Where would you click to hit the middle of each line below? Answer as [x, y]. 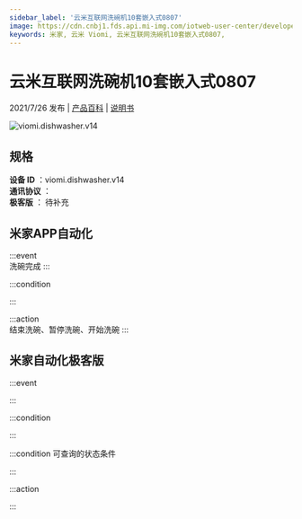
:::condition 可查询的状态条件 [63, 453]
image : [22, 26]
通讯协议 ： [30, 191]
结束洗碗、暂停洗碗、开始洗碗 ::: [69, 330]
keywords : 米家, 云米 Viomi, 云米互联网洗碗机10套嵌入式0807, [117, 34]
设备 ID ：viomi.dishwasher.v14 [67, 180]
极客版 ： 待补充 [39, 202]
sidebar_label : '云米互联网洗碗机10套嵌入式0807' [96, 18]
